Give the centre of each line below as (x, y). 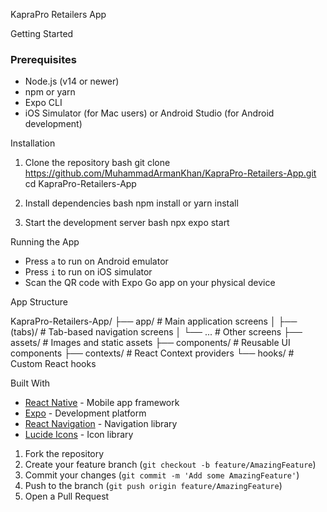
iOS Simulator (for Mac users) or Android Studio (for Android (149, 113)
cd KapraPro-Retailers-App (80, 184)
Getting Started (42, 33)
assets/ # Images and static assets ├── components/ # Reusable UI (150, 343)
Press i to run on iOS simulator (88, 272)
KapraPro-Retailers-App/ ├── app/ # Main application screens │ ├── (154, 321)
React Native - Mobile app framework (102, 403)
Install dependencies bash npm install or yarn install (131, 203)
